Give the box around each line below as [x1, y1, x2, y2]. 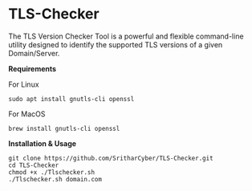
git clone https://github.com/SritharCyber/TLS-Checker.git [8, 154, 214, 162]
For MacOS [8, 109, 46, 119]
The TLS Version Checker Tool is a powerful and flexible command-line [8, 31, 244, 41]
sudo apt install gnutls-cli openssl [8, 95, 135, 103]
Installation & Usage [8, 138, 77, 148]
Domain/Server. [8, 48, 60, 58]
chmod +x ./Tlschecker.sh [8, 168, 95, 177]
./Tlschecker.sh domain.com [8, 175, 103, 183]
